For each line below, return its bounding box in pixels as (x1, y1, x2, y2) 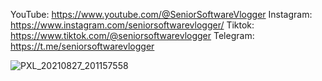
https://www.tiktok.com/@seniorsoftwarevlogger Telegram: (10, 30, 255, 41)
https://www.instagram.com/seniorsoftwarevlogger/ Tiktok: (10, 19, 255, 31)
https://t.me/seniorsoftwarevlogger (10, 40, 155, 52)
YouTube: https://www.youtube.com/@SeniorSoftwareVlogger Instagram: (10, 9, 313, 20)
